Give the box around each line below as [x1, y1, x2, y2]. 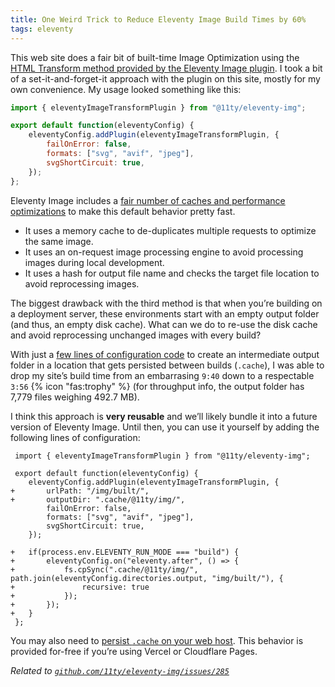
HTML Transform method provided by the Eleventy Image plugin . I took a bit [10, 62, 323, 74]
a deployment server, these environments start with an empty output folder [10, 307, 320, 320]
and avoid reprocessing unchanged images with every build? [10, 329, 262, 341]
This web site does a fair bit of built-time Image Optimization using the [10, 51, 300, 63]
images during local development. [24, 256, 165, 268]
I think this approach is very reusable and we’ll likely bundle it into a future [10, 410, 318, 422]
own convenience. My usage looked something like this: [10, 83, 242, 95]
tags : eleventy [10, 24, 74, 34]
